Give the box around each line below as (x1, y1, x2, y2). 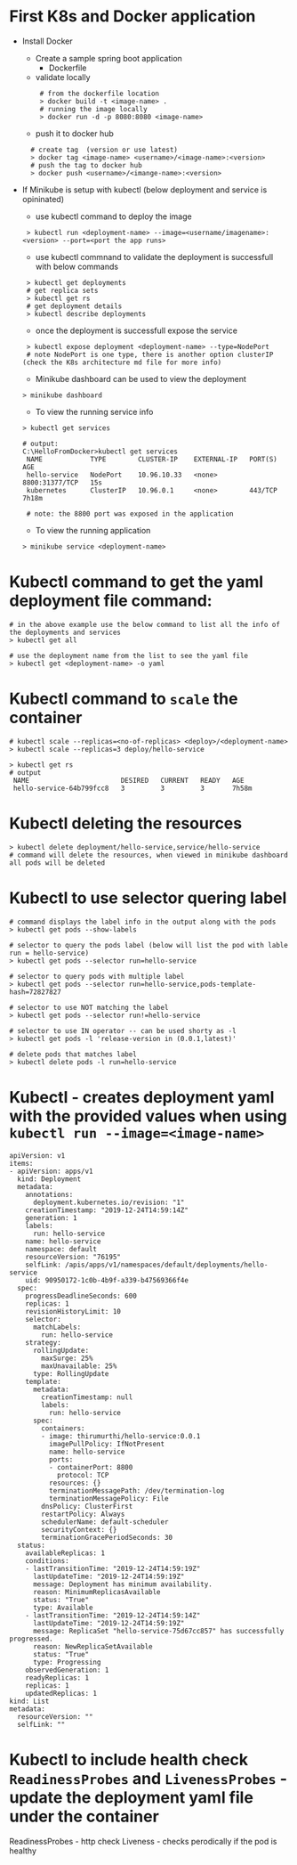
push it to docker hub (35, 127, 114, 139)
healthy (9, 1845, 37, 1856)
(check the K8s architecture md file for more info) (21, 358, 222, 367)
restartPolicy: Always (41, 1510, 125, 1519)
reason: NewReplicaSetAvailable (32, 1641, 153, 1651)
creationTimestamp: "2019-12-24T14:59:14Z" (25, 1205, 189, 1215)
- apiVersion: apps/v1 (9, 1167, 93, 1176)
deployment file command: (9, 590, 213, 611)
